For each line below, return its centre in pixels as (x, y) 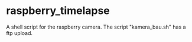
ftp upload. (19, 33)
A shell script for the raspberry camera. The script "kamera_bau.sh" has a (96, 27)
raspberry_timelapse (58, 11)
